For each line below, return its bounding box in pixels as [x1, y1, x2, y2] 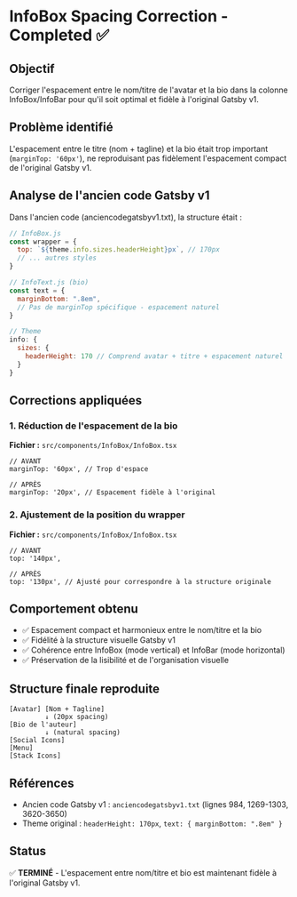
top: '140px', [9, 554, 62, 563]
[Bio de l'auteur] [9, 720, 77, 730]
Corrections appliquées [9, 393, 143, 408]
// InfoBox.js [9, 228, 62, 237]
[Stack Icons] [9, 751, 62, 761]
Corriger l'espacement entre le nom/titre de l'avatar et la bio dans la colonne [9, 84, 288, 95]
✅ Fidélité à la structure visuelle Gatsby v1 [21, 635, 176, 645]
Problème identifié [9, 120, 113, 135]
